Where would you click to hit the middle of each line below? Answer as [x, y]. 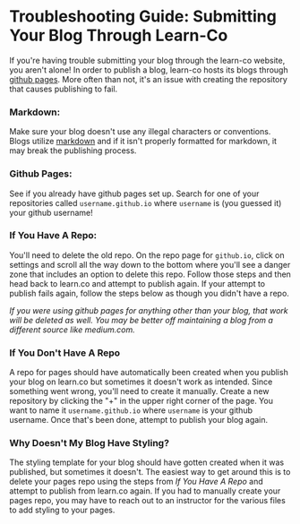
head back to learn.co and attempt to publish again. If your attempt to [137, 283]
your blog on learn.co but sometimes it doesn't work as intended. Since [141, 382]
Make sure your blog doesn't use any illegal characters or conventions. [140, 132]
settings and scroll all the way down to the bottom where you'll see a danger [150, 264]
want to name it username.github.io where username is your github [131, 410]
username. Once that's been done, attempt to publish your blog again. [139, 420]
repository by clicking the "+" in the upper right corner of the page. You [141, 401]
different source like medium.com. [73, 330]
